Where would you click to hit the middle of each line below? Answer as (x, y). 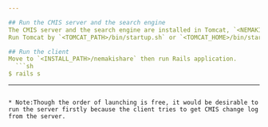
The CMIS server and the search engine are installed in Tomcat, (119, 30)
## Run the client (39, 52)
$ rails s (25, 74)
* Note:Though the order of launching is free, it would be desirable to (134, 102)
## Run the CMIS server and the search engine (87, 22)
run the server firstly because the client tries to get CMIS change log (134, 110)
